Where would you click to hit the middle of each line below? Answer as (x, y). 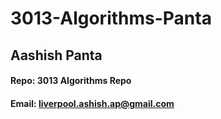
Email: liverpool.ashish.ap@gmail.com (92, 103)
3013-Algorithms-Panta (111, 18)
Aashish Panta (56, 55)
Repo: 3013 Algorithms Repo (71, 81)
